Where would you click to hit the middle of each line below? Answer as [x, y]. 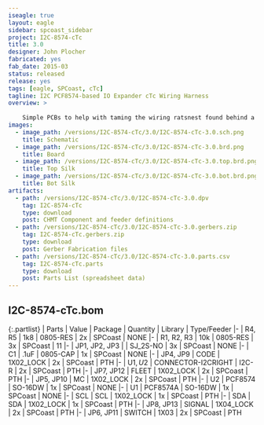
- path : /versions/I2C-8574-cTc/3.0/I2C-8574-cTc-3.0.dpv [112, 198]
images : [21, 125]
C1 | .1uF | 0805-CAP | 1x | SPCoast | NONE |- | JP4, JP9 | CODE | [114, 354]
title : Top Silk [49, 169]
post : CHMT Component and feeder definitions [98, 220]
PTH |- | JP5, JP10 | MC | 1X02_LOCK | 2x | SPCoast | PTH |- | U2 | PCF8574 [132, 379]
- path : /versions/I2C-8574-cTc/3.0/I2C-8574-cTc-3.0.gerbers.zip [126, 227]
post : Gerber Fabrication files [75, 249]
